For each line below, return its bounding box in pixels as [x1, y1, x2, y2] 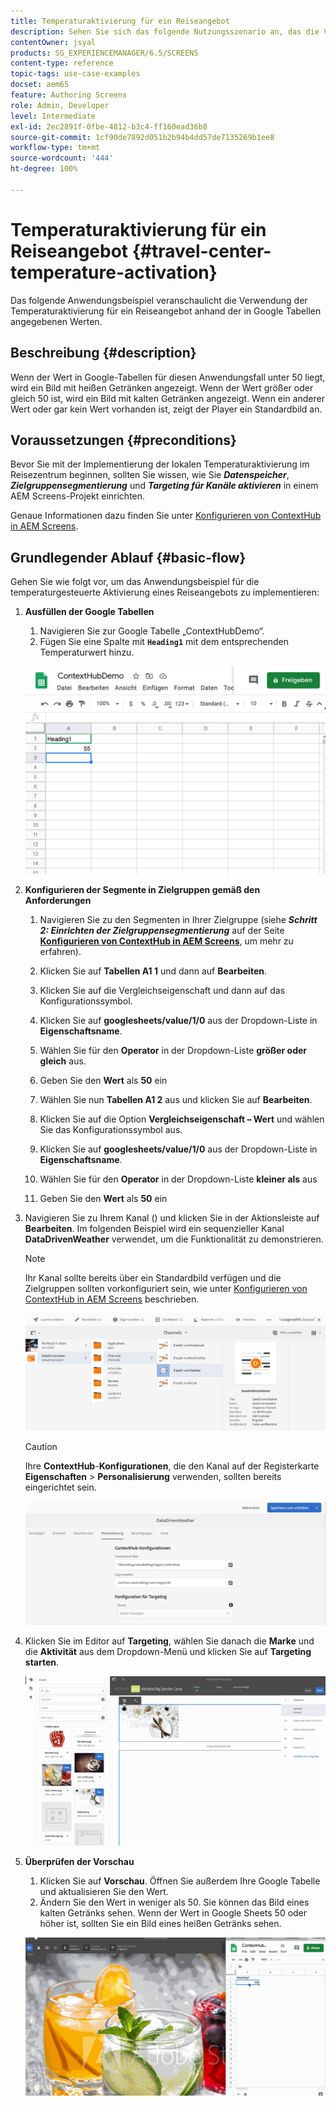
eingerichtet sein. [24, 1481, 97, 1494]
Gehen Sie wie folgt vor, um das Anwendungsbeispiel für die [10, 576, 260, 588]
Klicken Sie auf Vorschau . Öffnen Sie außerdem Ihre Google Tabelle [39, 1875, 321, 1887]
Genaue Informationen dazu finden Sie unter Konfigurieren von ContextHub [10, 510, 322, 522]
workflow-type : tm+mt [10, 143, 101, 153]
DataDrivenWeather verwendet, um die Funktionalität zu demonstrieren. [24, 1233, 324, 1245]
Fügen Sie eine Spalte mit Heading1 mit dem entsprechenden [39, 636, 289, 648]
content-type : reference [10, 58, 114, 69]
